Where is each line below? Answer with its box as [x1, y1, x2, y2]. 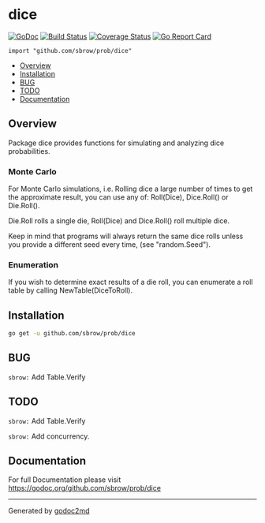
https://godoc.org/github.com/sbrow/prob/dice [8, 484, 162, 493]
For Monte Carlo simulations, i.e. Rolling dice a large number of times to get [8, 184, 253, 194]
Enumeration [8, 259, 59, 270]
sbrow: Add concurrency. [8, 431, 90, 441]
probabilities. [8, 146, 50, 155]
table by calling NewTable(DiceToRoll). [8, 286, 132, 295]
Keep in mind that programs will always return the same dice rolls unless [8, 231, 244, 241]
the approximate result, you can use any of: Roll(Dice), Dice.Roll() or [8, 192, 229, 202]
